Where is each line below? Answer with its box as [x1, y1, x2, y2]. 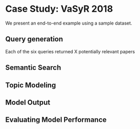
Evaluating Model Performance [5, 116, 107, 124]
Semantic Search [5, 63, 62, 72]
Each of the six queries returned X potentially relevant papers [5, 48, 135, 54]
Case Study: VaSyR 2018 [5, 3, 113, 15]
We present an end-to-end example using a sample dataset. [5, 20, 132, 26]
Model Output [5, 98, 50, 106]
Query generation [5, 35, 63, 44]
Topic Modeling [5, 80, 56, 90]
